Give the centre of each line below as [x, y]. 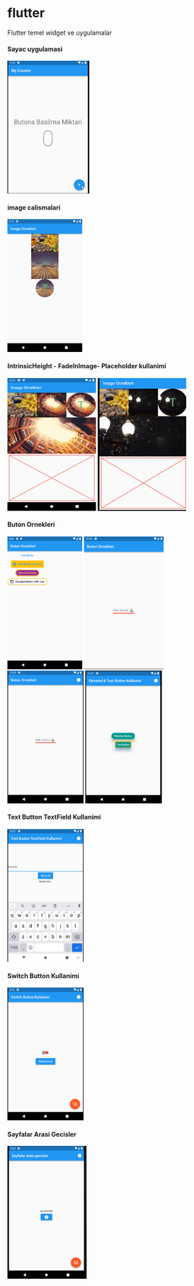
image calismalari [34, 207]
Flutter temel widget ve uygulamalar [59, 33]
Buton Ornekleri [31, 525]
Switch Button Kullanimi [43, 976]
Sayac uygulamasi [35, 49]
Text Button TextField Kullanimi [54, 817]
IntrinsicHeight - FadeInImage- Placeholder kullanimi [87, 365]
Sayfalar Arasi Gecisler [42, 1134]
